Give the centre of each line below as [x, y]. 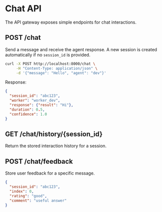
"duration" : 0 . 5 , [27, 109]
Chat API [23, 9]
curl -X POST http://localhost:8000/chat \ [50, 64]
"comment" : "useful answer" [38, 200]
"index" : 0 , [22, 191]
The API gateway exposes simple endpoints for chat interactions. [71, 22]
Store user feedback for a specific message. [50, 173]
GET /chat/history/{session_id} [54, 134]
